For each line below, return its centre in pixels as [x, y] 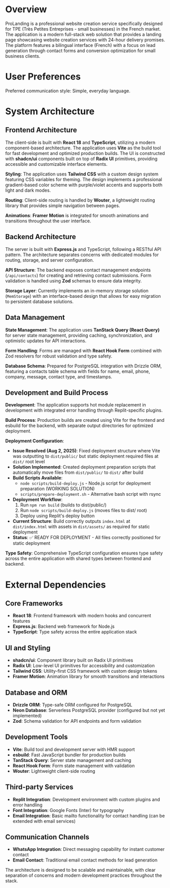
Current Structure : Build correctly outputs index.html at [71, 521]
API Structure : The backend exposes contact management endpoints [78, 270]
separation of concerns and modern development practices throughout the [84, 875]
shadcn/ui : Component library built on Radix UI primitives [73, 660]
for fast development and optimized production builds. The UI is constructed [85, 153]
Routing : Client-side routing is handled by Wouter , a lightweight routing [80, 200]
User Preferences [43, 77]
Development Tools [37, 737]
